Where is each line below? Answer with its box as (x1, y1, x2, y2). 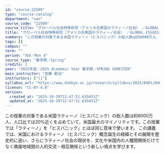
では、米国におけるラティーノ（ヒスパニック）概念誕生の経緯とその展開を (5, 131, 155, 137)
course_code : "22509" (5, 21, 50, 26)
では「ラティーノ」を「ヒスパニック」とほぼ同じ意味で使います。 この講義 (5, 125, 156, 131)
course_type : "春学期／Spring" (5, 58, 66, 62)
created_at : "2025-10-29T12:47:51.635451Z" (9, 94, 100, 99)
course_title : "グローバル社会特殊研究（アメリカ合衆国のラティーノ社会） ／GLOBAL (5, 26, 159, 31)
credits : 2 (5, 62, 27, 67)
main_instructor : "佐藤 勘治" (5, 71, 64, 76)
